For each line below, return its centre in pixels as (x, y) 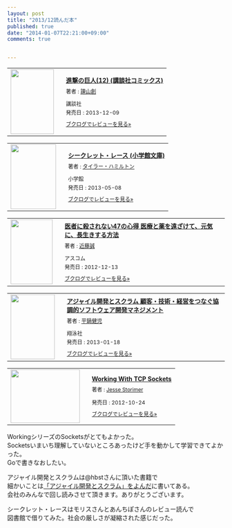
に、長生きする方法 (92, 235)
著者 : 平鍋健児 (84, 321)
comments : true (29, 39)
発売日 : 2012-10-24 (119, 402)
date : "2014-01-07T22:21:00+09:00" (58, 33)
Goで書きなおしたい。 (39, 462)
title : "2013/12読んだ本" (42, 20)
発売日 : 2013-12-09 (93, 112)
